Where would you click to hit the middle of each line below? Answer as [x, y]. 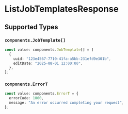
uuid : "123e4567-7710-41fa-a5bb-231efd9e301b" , [62, 59]
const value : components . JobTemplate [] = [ [49, 50]
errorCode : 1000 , [26, 98]
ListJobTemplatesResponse [62, 9]
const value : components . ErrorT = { [41, 94]
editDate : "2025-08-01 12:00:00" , [48, 63]
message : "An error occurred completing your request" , [66, 103]
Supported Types [32, 27]
